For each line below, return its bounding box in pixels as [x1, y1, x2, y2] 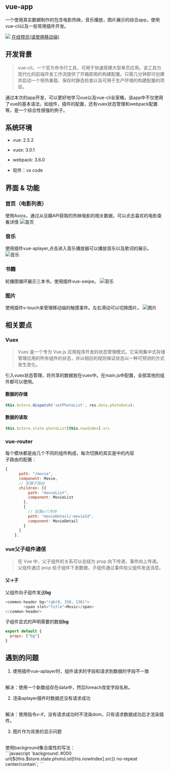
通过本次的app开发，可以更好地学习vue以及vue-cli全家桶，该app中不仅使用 [5, 94, 163, 101]
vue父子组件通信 [5, 545, 46, 553]
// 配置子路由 [18, 480, 45, 486]
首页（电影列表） [5, 200, 47, 207]
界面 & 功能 [5, 183, 40, 192]
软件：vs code [12, 167, 43, 173]
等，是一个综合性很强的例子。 [5, 107, 67, 113]
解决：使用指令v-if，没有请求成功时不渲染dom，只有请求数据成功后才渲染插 [5, 711, 164, 717]
